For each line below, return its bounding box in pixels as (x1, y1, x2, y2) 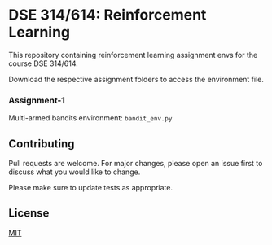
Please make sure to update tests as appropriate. (8, 183, 173, 193)
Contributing (8, 137, 75, 151)
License (8, 206, 50, 221)
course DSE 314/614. (8, 59, 79, 68)
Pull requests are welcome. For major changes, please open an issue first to (8, 159, 263, 168)
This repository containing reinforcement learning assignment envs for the (8, 50, 258, 59)
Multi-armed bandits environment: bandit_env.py (8, 113, 173, 123)
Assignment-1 (8, 94, 65, 106)
